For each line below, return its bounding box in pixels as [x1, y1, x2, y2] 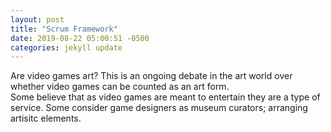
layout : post [10, 14, 65, 25]
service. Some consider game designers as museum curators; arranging [10, 102, 308, 114]
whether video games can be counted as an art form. [10, 81, 230, 93]
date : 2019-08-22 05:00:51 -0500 [10, 33, 150, 43]
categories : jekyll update [10, 42, 123, 53]
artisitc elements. [10, 112, 82, 125]
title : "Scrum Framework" [10, 24, 118, 34]
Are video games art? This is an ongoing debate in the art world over [10, 70, 293, 82]
